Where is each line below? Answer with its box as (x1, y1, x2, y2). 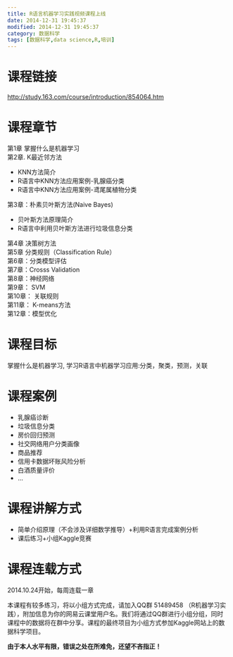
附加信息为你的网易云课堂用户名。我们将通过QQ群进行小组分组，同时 (22, 609, 224, 618)
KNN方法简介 (17, 168, 56, 176)
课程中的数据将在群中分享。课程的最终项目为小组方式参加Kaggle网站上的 (7, 618, 219, 627)
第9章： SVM (7, 283, 46, 291)
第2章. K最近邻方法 (7, 153, 62, 161)
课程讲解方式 (7, 501, 82, 517)
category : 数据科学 (7, 30, 61, 37)
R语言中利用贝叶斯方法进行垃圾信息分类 (17, 224, 133, 232)
